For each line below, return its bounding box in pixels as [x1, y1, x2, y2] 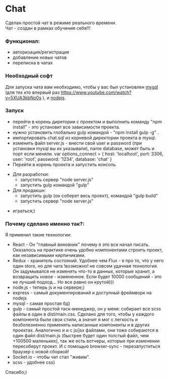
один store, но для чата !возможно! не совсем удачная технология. [12, 263, 158, 269]
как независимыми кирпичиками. [12, 252, 86, 259]
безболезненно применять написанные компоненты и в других [12, 322, 150, 328]
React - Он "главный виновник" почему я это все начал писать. [12, 241, 150, 247]
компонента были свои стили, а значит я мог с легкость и [12, 316, 138, 323]
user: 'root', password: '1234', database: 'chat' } [12, 156, 112, 162]
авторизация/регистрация [12, 49, 70, 55]
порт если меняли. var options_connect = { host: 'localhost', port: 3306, [12, 151, 164, 157]
